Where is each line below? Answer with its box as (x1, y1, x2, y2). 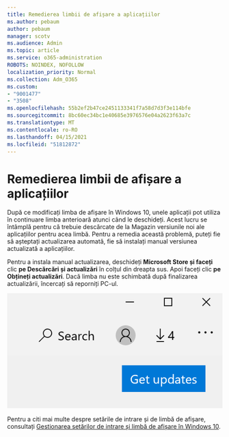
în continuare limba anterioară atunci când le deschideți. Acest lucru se (7, 215, 207, 224)
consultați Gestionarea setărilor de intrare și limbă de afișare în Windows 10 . (7, 422, 221, 430)
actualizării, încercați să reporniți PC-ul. (7, 280, 118, 288)
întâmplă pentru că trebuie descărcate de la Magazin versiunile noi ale (7, 223, 205, 231)
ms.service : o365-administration (7, 55, 103, 62)
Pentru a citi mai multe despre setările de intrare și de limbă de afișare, (7, 414, 206, 423)
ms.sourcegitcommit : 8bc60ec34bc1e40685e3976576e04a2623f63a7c (7, 112, 191, 119)
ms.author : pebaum (7, 18, 59, 25)
